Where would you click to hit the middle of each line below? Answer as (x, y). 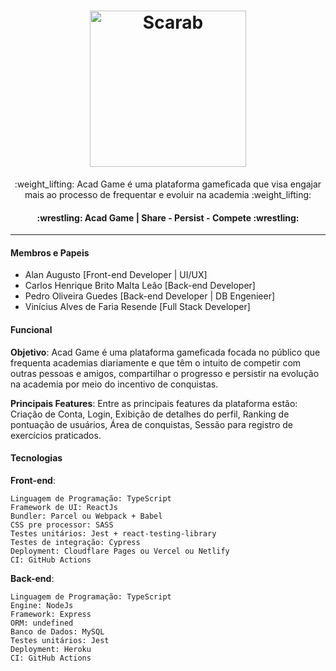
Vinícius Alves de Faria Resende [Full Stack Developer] (137, 307)
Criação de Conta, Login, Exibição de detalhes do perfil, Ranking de (150, 414)
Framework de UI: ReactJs (64, 507)
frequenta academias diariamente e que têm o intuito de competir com (156, 362)
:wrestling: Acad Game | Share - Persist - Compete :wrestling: (168, 217)
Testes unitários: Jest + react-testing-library (113, 533)
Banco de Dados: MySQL (57, 631)
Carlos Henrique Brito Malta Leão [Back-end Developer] (140, 286)
